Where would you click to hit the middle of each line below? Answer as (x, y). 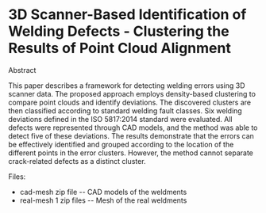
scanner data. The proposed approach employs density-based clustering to (132, 93)
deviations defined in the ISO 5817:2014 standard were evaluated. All (120, 119)
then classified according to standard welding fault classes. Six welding (125, 110)
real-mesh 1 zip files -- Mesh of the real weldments (103, 200)
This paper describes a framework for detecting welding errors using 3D (127, 86)
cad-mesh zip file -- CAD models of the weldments (103, 192)
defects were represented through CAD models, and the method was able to (133, 127)
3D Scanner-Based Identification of (127, 15)
